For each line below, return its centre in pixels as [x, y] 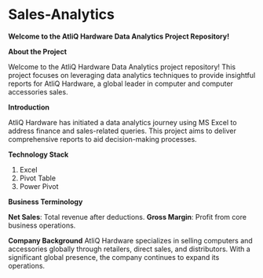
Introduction [29, 107]
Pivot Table [38, 178]
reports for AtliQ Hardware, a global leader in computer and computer [121, 83]
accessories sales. [38, 91]
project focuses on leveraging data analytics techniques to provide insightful [132, 75]
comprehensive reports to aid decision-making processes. [103, 139]
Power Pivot [39, 186]
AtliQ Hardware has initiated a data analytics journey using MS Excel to [122, 122]
